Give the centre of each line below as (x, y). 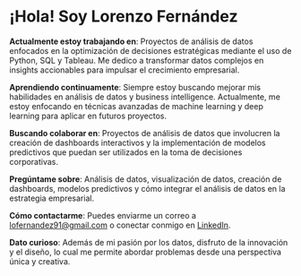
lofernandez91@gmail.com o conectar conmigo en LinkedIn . (120, 225)
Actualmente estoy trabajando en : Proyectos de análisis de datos (131, 41)
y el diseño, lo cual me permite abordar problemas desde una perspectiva (146, 252)
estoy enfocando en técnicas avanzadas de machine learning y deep (137, 106)
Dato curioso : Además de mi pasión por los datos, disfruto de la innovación (149, 242)
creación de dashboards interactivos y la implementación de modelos (138, 142)
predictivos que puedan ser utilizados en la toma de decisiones (126, 152)
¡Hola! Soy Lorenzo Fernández (124, 17)
